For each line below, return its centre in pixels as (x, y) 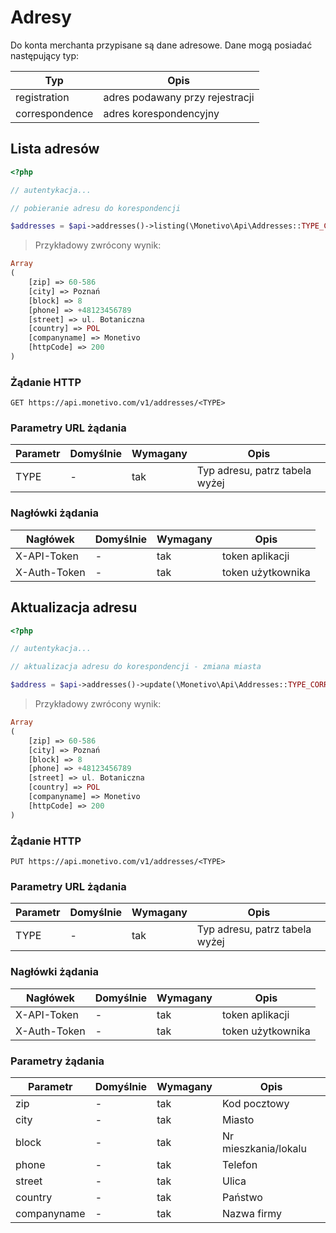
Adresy (41, 17)
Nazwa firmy (252, 1213)
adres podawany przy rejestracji (179, 97)
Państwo (242, 1197)
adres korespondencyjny (161, 113)
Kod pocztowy (255, 1103)
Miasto (238, 1119)
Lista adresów (55, 149)
